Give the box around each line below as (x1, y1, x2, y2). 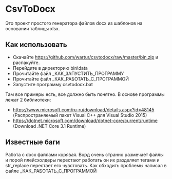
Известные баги (5, 138, 60, 147)
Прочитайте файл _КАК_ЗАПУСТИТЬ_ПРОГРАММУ (12, 70, 124, 76)
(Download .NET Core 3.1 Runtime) (12, 123, 86, 129)
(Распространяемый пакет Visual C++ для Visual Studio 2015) (12, 112, 147, 118)
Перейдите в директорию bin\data (12, 65, 88, 71)
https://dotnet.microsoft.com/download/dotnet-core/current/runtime (12, 117, 158, 124)
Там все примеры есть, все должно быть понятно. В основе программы (5, 91, 165, 97)
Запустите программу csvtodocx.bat (12, 81, 93, 87)
